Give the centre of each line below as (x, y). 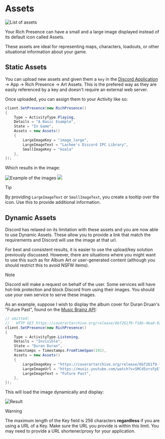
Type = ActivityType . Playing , (45, 117)
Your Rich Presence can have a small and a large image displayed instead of (82, 31)
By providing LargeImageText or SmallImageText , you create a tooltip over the (82, 197)
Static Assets (26, 67)
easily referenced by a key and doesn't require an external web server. (77, 90)
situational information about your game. (46, 52)
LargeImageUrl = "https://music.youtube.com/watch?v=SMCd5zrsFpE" (92, 369)
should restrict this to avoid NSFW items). (47, 265)
